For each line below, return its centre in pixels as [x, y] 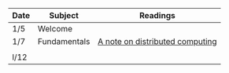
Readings [157, 15]
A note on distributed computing [158, 41]
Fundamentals [64, 41]
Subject [64, 15]
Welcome [55, 29]
